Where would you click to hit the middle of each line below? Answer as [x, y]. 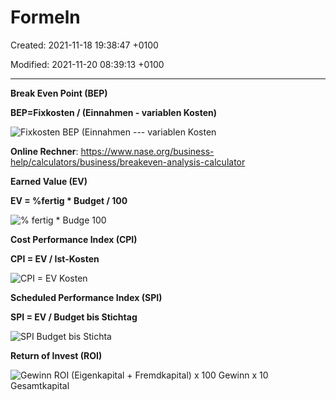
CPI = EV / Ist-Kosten [55, 258]
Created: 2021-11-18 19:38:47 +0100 [84, 45]
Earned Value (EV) [49, 181]
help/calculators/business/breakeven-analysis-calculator [128, 162]
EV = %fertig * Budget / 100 [69, 200]
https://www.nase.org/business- [147, 151]
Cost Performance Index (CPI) [74, 239]
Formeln [45, 17]
